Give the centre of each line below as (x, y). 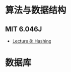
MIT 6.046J (24, 29)
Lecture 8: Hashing (32, 41)
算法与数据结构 (36, 10)
